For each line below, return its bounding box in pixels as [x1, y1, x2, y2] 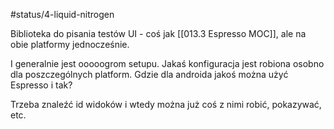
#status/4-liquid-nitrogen [10, 9, 115, 20]
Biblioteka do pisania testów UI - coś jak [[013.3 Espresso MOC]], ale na [10, 28, 307, 39]
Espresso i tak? [10, 79, 73, 91]
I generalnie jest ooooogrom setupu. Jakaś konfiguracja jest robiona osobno [10, 58, 325, 69]
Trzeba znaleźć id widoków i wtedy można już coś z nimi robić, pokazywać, [10, 99, 322, 110]
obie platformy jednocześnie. [10, 39, 130, 50]
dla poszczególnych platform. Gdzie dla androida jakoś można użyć [10, 69, 289, 80]
